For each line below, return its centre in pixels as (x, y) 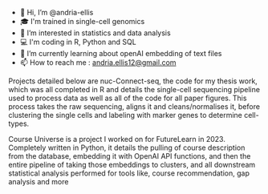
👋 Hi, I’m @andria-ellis (57, 12)
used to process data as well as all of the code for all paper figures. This (128, 98)
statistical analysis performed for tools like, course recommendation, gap (129, 173)
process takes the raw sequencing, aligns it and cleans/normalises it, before (134, 107)
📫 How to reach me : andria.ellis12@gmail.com (98, 63)
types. (19, 123)
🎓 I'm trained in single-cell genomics (82, 21)
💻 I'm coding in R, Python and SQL (78, 42)
